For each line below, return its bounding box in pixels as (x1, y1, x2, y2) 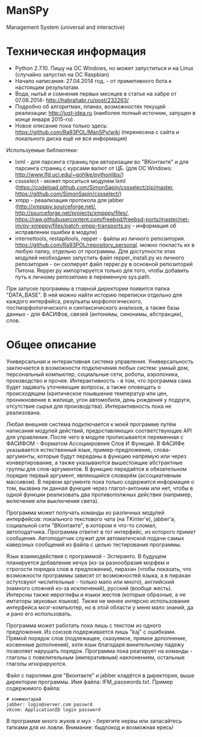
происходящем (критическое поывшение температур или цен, (6, 389, 168, 397)
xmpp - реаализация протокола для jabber (14, 196, 124, 203)
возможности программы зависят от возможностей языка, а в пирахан (6, 572, 191, 579)
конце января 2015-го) (14, 116, 73, 123)
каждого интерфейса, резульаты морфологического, (6, 297, 142, 304)
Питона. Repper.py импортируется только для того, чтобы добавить (14, 267, 189, 274)
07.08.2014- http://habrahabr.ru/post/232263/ (14, 96, 129, 103)
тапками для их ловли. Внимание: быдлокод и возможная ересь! (6, 723, 174, 731)
